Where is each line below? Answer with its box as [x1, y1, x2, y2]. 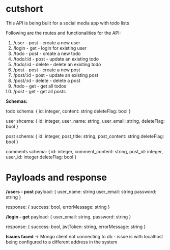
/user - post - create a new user [13, 39, 80, 46]
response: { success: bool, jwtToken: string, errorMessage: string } [6, 224, 146, 230]
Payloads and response [6, 172, 107, 183]
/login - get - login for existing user [13, 45, 87, 51]
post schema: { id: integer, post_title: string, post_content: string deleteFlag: [6, 133, 164, 139]
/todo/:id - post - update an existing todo [13, 55, 99, 62]
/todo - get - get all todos [13, 82, 67, 89]
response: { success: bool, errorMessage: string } [6, 204, 110, 210]
